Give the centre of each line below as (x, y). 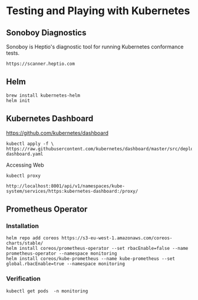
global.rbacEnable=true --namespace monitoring (66, 264)
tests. (13, 53)
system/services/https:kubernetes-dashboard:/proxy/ (72, 191)
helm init (18, 100)
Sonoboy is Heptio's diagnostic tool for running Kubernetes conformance (95, 47)
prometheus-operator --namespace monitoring (62, 254)
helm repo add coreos (33, 238)
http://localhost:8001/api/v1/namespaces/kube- (66, 186)
